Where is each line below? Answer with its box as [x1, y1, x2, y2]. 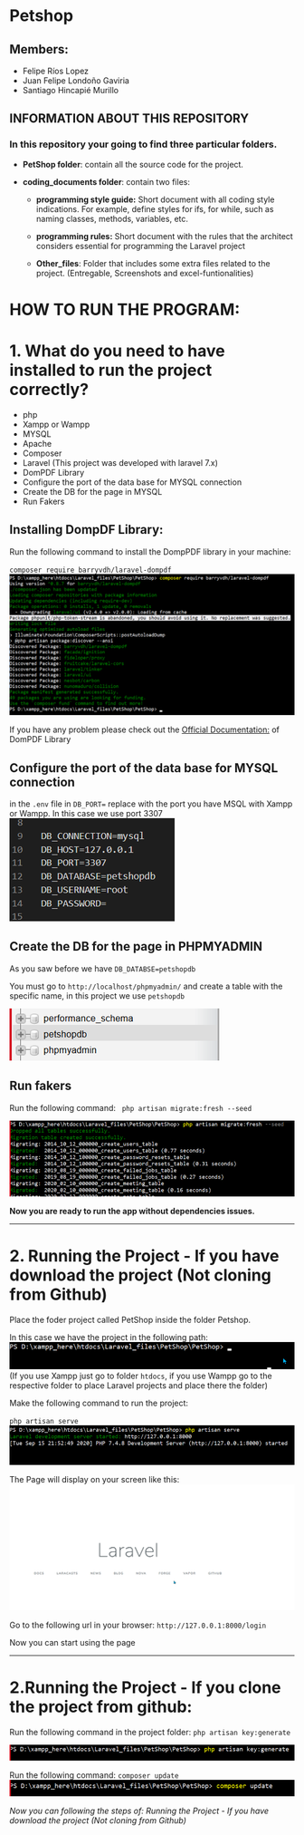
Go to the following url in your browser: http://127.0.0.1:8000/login [9, 1619, 267, 1630]
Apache [22, 438, 52, 449]
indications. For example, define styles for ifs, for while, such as [35, 203, 274, 214]
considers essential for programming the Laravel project [35, 240, 246, 251]
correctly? [9, 380, 89, 400]
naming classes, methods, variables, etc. [35, 213, 188, 224]
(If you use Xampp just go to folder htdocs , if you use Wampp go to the [9, 1370, 273, 1381]
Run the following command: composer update [9, 1769, 179, 1781]
